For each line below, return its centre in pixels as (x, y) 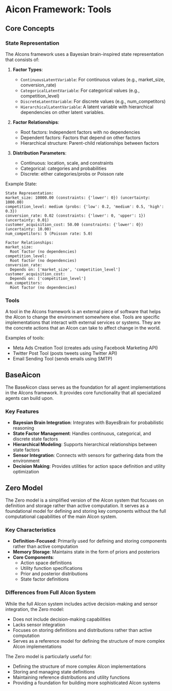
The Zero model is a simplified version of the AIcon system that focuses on (85, 500)
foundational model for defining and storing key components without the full (86, 511)
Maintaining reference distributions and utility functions (71, 677)
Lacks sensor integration (39, 624)
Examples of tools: (25, 338)
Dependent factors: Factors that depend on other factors (80, 138)
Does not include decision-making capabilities (62, 619)
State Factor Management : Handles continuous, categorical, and (82, 434)
